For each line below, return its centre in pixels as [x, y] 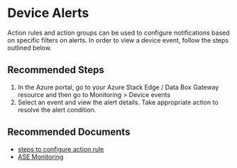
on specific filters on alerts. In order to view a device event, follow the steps [118, 40]
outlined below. [29, 47]
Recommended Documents [69, 132]
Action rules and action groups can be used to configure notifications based [119, 33]
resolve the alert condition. [57, 110]
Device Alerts [48, 13]
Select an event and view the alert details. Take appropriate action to [118, 102]
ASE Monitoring [40, 157]
